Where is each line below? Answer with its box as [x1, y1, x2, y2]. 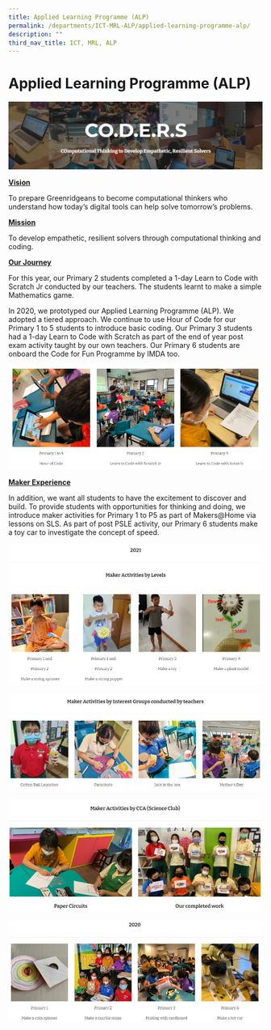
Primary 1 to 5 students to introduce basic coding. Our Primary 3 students [8, 324, 252, 333]
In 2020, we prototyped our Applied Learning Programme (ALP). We [8, 306, 235, 316]
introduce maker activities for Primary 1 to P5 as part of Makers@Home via [8, 511, 256, 520]
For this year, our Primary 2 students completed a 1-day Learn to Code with [8, 273, 258, 283]
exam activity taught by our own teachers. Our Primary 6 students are [8, 341, 240, 350]
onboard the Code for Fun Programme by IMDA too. [8, 349, 180, 359]
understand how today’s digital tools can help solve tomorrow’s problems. [8, 202, 253, 212]
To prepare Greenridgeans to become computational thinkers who [8, 193, 228, 203]
